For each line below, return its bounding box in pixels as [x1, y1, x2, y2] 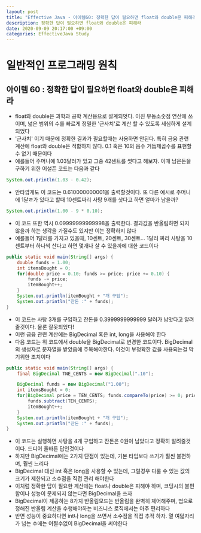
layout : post [6, 8, 39, 15]
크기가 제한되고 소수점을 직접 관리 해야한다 [14, 475, 115, 482]
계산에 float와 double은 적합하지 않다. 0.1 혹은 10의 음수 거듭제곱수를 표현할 [14, 143, 192, 150]
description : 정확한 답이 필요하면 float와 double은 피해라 [6, 20, 142, 26]
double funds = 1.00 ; [17, 259, 71, 265]
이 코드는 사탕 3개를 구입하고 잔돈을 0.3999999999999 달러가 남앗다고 [14, 316, 184, 323]
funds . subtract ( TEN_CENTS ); [28, 398, 98, 404]
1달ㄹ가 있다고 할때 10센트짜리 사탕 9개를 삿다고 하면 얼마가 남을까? [21, 196, 178, 203]
